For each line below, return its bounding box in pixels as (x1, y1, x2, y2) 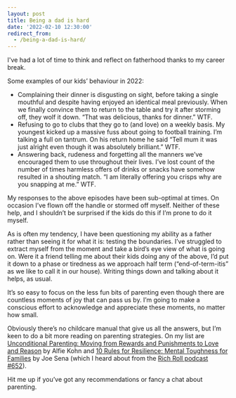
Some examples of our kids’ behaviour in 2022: (7, 77, 144, 85)
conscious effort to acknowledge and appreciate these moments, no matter (7, 303, 225, 312)
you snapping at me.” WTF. (17, 180, 96, 188)
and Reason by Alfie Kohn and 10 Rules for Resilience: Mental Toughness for (7, 347, 228, 355)
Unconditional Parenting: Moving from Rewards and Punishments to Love (7, 339, 219, 348)
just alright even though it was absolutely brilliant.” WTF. (17, 143, 181, 151)
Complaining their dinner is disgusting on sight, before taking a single (17, 91, 219, 99)
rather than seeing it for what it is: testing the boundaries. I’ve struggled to (7, 237, 223, 246)
